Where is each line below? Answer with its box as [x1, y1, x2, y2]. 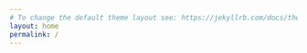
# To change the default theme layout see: [9, 13, 178, 22]
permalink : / [9, 30, 59, 39]
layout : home [9, 22, 59, 31]
